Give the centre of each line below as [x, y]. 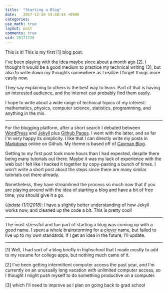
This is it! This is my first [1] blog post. [44, 52]
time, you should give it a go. [35, 195]
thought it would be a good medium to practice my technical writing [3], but [83, 67]
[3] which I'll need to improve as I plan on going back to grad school [75, 285]
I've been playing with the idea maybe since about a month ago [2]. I [76, 62]
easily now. [17, 78]
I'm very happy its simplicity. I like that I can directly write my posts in [76, 138]
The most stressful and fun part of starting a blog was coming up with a [79, 224]
